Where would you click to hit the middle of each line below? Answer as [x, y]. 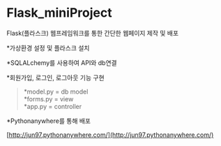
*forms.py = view [48, 98]
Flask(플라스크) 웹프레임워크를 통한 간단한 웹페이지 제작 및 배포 [93, 33]
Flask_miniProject [59, 13]
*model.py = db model [56, 92]
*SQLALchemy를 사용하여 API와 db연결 [62, 63]
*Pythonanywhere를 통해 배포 [49, 121]
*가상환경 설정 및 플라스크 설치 [48, 48]
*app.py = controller [53, 106]
